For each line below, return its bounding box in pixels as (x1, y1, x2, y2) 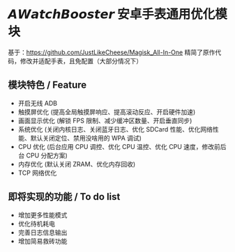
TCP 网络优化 (17, 168, 57, 177)
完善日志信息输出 (17, 228, 68, 237)
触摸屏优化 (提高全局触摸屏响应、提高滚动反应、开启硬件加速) (17, 107, 196, 116)
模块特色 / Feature (8, 79, 87, 91)
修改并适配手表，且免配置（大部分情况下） (20, 56, 142, 65)
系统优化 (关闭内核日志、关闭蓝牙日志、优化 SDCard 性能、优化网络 (17, 125, 213, 133)
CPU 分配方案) (26, 151, 68, 159)
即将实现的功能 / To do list (8, 191, 121, 203)
